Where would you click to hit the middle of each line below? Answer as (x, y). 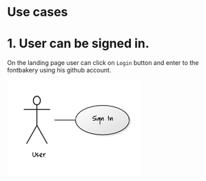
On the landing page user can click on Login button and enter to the (103, 63)
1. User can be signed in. (78, 44)
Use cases (38, 12)
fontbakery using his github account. (59, 70)
